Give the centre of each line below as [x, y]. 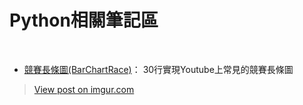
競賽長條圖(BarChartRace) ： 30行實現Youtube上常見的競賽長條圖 [158, 69]
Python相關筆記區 [84, 20]
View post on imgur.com [84, 89]
